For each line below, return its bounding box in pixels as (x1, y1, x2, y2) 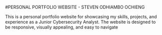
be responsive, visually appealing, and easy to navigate (5, 24, 118, 30)
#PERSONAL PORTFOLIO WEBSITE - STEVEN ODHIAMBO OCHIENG (5, 4, 145, 10)
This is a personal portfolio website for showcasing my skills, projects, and (5, 14, 157, 19)
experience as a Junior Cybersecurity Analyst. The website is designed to (5, 19, 156, 25)
